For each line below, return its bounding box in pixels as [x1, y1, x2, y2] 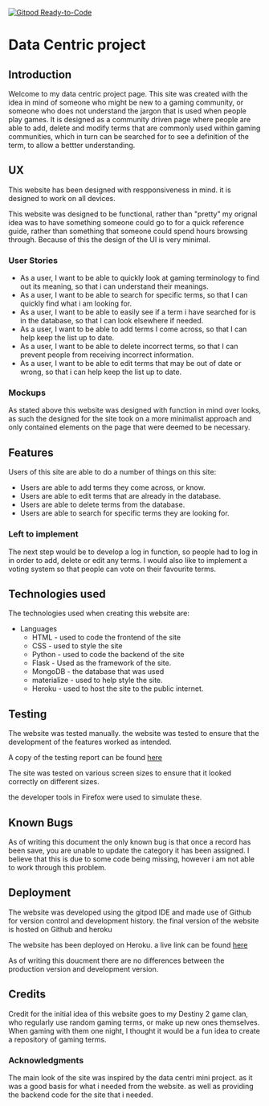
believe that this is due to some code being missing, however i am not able [8, 853, 255, 864]
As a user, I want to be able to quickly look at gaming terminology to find [19, 273, 259, 283]
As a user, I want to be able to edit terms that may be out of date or [19, 359, 243, 368]
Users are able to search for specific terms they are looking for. [19, 508, 230, 518]
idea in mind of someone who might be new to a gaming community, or [8, 97, 244, 107]
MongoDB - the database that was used [31, 667, 165, 676]
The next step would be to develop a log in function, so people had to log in [8, 547, 259, 557]
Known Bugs [8, 816, 74, 829]
